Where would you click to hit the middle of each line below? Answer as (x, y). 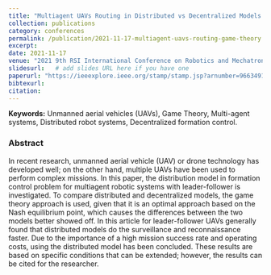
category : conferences (46, 31)
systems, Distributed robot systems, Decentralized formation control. (123, 123)
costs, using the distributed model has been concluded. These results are (131, 246)
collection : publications (52, 23)
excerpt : (23, 46)
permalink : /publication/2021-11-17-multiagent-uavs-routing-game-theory (135, 38)
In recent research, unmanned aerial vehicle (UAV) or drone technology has (134, 160)
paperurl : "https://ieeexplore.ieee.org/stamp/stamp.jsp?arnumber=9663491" (138, 76)
